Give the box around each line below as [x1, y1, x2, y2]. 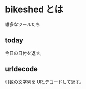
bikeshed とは [5, 4, 63, 15]
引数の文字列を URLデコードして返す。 [5, 79, 84, 85]
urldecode [5, 65, 38, 73]
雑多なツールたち [5, 21, 40, 27]
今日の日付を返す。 [5, 50, 44, 56]
